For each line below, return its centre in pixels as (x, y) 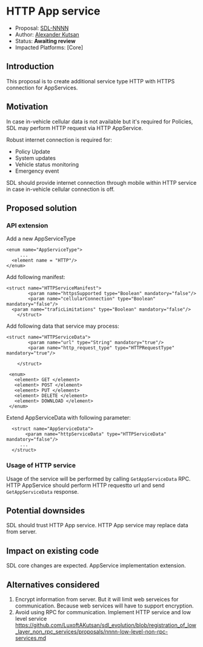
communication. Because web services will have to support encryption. (104, 606)
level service (31, 618)
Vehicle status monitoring (47, 164)
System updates (35, 158)
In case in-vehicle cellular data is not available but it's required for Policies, (100, 121)
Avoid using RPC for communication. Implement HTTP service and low (103, 612)
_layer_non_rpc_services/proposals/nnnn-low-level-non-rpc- (92, 631)
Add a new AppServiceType (41, 239)
